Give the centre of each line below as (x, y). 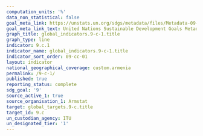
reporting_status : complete (42, 85)
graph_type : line (28, 40)
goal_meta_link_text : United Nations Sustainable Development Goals (94, 29)
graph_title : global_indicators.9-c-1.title (63, 34)
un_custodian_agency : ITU (39, 118)
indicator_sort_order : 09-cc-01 (47, 57)
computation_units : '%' (36, 12)
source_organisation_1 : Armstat (47, 101)
